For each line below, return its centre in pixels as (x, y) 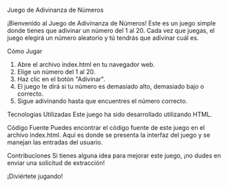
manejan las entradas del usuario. (55, 142)
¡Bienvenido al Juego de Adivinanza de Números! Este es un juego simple (112, 23)
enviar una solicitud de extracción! (56, 163)
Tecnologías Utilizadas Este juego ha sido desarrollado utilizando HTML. (110, 114)
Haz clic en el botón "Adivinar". (61, 79)
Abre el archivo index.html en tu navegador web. (86, 64)
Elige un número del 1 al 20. (56, 72)
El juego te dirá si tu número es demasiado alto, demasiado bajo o (111, 86)
